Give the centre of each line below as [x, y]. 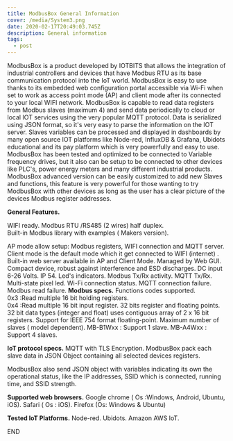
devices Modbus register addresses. [59, 198]
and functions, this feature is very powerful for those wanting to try [103, 184]
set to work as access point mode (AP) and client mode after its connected [114, 95]
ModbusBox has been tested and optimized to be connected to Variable [110, 154]
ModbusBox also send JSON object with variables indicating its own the [110, 369]
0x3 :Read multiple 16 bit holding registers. [68, 298]
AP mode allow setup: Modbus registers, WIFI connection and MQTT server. [116, 246]
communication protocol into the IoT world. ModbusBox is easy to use [107, 80]
